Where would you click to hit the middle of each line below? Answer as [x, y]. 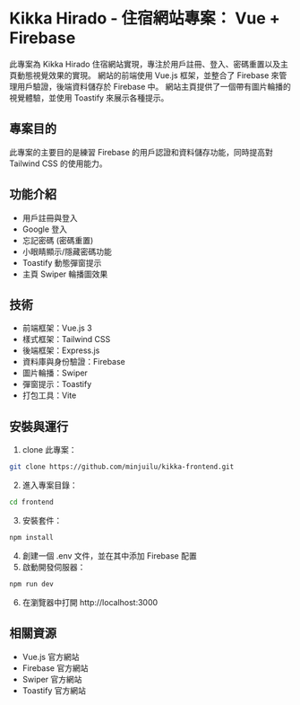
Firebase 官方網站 [55, 668]
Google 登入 [45, 229]
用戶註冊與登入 [50, 217]
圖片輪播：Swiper [55, 373]
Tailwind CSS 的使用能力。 [58, 163]
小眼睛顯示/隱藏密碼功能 [67, 251]
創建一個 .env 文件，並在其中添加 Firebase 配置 [109, 555]
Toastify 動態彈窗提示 [62, 262]
